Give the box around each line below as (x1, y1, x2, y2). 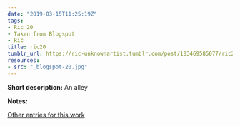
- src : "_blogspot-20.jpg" (7, 63, 88, 70)
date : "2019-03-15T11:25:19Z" (7, 10, 98, 18)
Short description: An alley (7, 83, 88, 91)
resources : (7, 57, 40, 64)
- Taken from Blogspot (7, 30, 75, 38)
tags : (7, 17, 24, 24)
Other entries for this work (7, 110, 85, 119)
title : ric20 (7, 43, 46, 51)
